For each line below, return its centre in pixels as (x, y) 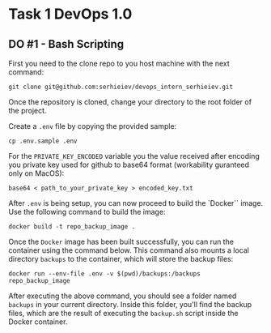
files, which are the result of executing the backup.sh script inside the (123, 313)
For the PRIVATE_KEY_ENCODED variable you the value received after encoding (134, 156)
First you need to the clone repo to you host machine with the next (119, 63)
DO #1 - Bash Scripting (66, 44)
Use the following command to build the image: (87, 212)
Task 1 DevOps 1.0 (70, 14)
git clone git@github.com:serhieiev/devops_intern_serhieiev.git (121, 87)
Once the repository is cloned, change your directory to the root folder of (130, 102)
